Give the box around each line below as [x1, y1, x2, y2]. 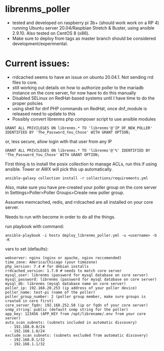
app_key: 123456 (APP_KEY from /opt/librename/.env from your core [5, 311, 146, 316]
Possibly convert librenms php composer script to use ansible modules [12, 116, 156, 122]
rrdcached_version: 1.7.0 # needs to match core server [5, 268, 122, 273]
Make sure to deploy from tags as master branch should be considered [12, 35, 156, 41]
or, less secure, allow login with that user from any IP [5, 138, 112, 144]
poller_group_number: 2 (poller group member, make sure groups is [5, 294, 146, 299]
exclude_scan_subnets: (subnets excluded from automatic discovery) [5, 333, 148, 338]
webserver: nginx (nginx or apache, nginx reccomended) [5, 255, 122, 260]
